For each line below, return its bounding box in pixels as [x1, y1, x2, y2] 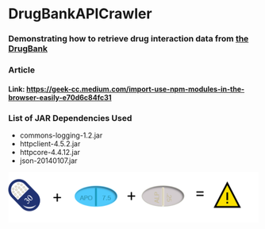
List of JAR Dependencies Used [8, 112, 132, 123]
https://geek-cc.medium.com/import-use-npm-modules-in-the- [26, 84, 245, 94]
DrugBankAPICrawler [8, 5, 152, 23]
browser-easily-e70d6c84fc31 [8, 92, 113, 102]
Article [8, 64, 36, 76]
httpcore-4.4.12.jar [19, 147, 81, 157]
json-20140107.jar [19, 156, 78, 165]
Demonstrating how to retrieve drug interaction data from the [8, 33, 249, 45]
